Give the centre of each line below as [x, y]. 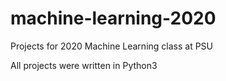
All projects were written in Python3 [84, 65]
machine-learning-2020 [113, 18]
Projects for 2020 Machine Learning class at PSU [112, 46]
